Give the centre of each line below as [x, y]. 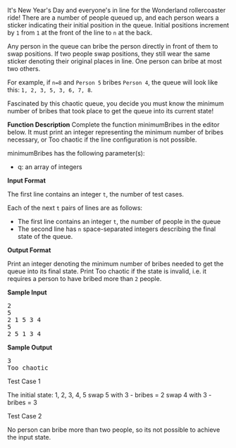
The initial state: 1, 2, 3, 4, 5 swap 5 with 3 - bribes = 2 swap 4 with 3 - [110, 395]
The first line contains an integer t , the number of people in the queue [119, 222]
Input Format [26, 180]
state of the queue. [45, 236]
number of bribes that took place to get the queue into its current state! [110, 111]
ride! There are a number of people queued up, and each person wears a [113, 18]
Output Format [29, 250]
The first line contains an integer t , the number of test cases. [96, 194]
